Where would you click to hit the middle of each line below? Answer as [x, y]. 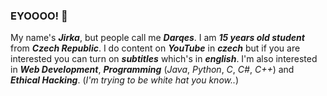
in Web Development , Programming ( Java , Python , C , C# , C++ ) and [152, 70]
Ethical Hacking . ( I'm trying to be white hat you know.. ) [125, 80]
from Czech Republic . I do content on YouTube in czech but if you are [155, 48]
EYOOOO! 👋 [39, 16]
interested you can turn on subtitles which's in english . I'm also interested [164, 59]
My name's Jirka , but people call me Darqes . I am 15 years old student [157, 38]
